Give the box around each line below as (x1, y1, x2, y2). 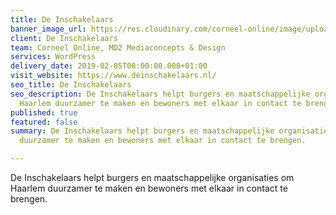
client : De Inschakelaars (10, 33, 118, 43)
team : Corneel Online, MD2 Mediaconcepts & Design (10, 42, 226, 53)
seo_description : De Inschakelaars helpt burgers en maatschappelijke (10, 89, 311, 99)
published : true (10, 107, 78, 118)
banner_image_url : (10, 24, 87, 34)
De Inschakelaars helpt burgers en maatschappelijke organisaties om (10, 172, 295, 183)
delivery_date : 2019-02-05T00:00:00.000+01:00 (10, 61, 208, 71)
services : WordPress (10, 52, 97, 62)
